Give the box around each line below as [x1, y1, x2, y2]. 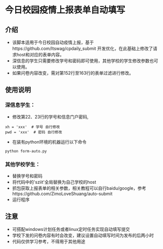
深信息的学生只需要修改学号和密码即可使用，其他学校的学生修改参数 [12, 58, 150, 64]
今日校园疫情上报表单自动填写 [5, 4, 126, 16]
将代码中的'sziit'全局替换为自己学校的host [12, 179, 96, 185]
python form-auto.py [5, 149, 47, 153]
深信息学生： [5, 101, 36, 108]
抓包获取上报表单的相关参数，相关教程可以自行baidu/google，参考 [12, 185, 146, 191]
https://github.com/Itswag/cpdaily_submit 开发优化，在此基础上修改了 [12, 46, 153, 51]
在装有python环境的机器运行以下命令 [12, 139, 87, 145]
